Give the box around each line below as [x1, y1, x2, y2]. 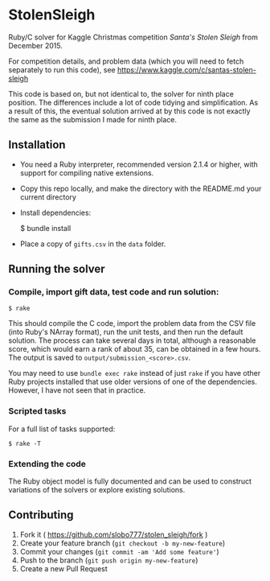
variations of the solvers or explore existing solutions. [8, 485, 186, 495]
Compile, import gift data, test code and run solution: [8, 286, 219, 298]
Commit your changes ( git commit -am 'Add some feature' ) [19, 546, 219, 556]
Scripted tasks [8, 406, 67, 417]
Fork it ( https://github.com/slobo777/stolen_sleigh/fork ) [19, 529, 208, 539]
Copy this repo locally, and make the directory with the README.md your [19, 183, 262, 193]
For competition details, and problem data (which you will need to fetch [8, 56, 244, 66]
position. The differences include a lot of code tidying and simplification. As [8, 97, 259, 107]
